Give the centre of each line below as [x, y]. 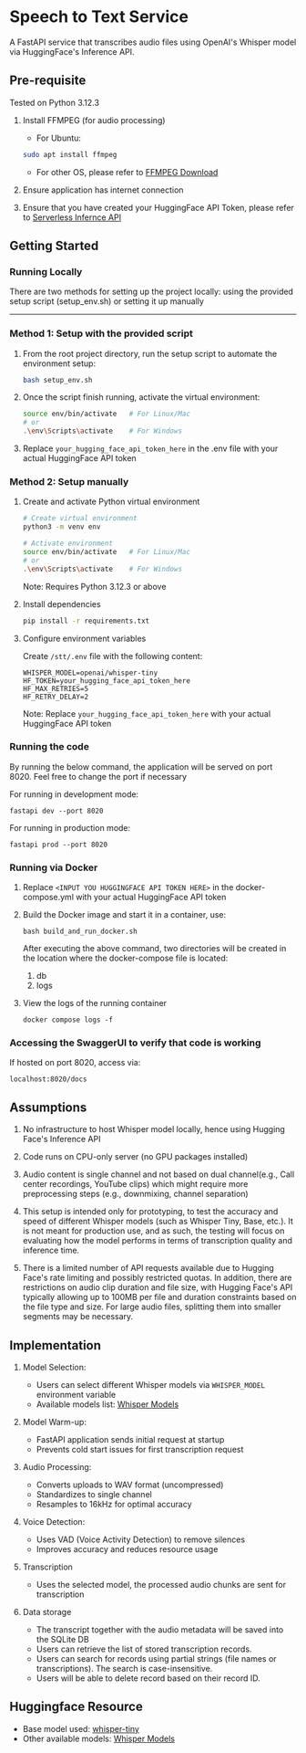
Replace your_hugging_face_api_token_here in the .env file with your [150, 448]
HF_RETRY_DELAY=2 [56, 697]
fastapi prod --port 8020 [58, 845]
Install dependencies [62, 604]
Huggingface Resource [76, 1707]
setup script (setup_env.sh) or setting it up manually [107, 301]
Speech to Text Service [99, 17]
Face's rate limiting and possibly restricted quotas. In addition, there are [157, 1278]
